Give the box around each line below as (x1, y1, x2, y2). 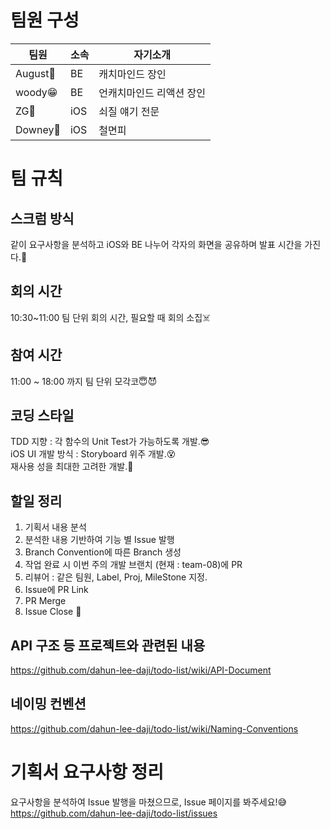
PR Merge (24, 595, 67, 607)
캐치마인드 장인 (98, 67, 167, 81)
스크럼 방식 (10, 210, 75, 227)
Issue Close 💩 (24, 606, 82, 618)
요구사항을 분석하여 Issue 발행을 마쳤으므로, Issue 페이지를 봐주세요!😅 (10, 796, 288, 808)
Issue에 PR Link (24, 584, 89, 596)
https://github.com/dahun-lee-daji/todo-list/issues (10, 807, 218, 819)
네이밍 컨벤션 (10, 696, 87, 713)
